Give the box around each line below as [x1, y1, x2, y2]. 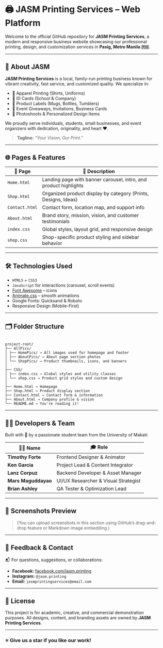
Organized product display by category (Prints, [42, 190, 149, 197]
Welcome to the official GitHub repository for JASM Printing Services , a [5, 33, 149, 39]
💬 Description [82, 168, 115, 175]
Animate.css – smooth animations [12, 293, 80, 299]
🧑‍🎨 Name [18, 445, 41, 451]
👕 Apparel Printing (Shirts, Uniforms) [12, 90, 85, 96]
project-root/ [5, 342, 34, 347]
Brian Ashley [7, 485, 38, 492]
